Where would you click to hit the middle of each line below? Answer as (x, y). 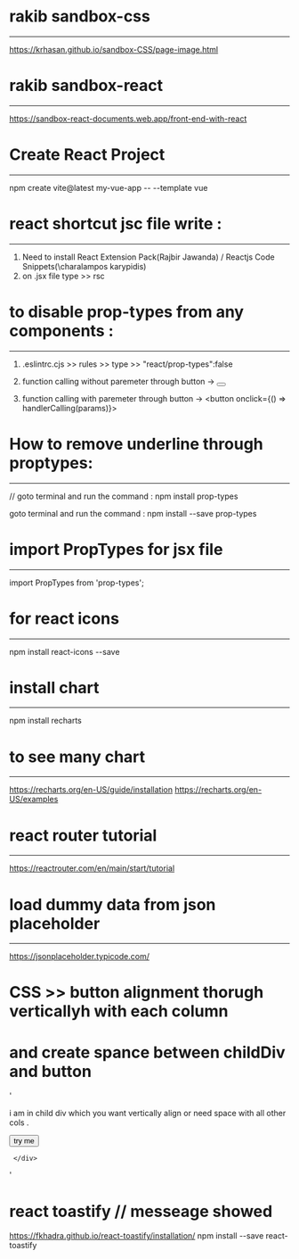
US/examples (34, 799)
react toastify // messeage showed (141, 1211)
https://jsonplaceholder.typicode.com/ (79, 957)
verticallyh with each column (119, 1011)
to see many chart (77, 757)
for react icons (65, 618)
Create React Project (87, 155)
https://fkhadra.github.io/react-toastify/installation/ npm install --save (137, 1236)
